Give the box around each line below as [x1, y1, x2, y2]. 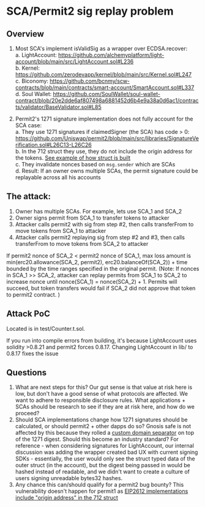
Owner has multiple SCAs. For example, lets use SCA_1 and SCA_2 [15, 207, 182, 215]
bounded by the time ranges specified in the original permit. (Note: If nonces [6, 265, 199, 272]
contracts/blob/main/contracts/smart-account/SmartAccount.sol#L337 [15, 84, 195, 91]
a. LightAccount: [15, 51, 57, 59]
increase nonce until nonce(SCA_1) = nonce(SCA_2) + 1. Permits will [6, 278, 177, 285]
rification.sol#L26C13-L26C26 [15, 141, 92, 148]
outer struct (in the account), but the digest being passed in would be [15, 462, 191, 469]
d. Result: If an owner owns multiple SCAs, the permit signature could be [15, 167, 198, 174]
